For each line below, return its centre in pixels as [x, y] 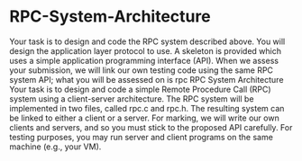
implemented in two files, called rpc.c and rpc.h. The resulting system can [147, 108]
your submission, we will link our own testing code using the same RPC [141, 70]
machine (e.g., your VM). [55, 147]
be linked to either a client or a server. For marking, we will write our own [144, 118]
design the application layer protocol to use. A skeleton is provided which [146, 50]
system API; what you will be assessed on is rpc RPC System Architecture [146, 79]
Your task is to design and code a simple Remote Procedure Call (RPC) [141, 89]
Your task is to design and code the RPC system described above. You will [147, 41]
